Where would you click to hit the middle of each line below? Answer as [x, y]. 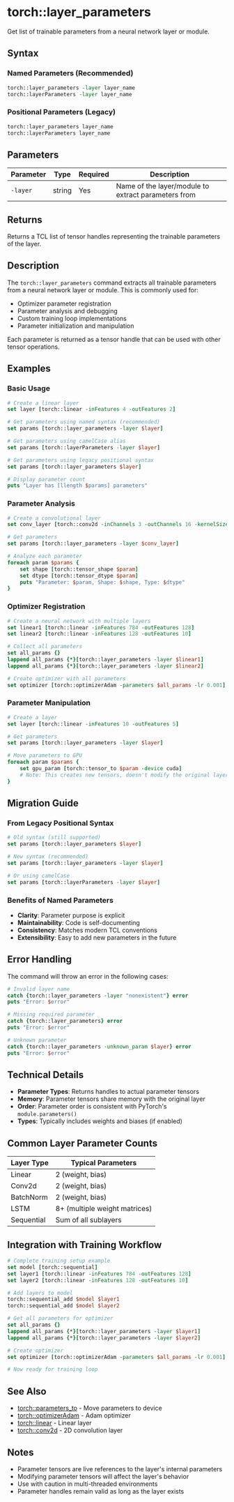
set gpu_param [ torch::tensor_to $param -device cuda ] [101, 769]
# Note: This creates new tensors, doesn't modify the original [115, 775]
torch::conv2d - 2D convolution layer [70, 1430]
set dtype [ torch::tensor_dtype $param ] [79, 576]
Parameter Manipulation [49, 703]
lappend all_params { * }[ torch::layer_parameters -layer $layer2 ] [104, 1338]
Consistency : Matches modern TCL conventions [87, 930]
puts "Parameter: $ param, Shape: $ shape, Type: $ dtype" [103, 582]
